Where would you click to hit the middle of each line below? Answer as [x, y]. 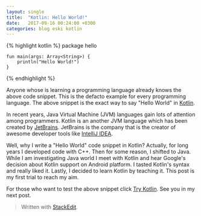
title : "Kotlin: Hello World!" [47, 17]
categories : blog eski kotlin [44, 29]
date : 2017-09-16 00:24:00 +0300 [51, 23]
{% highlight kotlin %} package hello [52, 46]
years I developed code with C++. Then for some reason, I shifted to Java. [99, 152]
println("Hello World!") [48, 62]
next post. [19, 196]
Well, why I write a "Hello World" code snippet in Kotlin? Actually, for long [97, 146]
